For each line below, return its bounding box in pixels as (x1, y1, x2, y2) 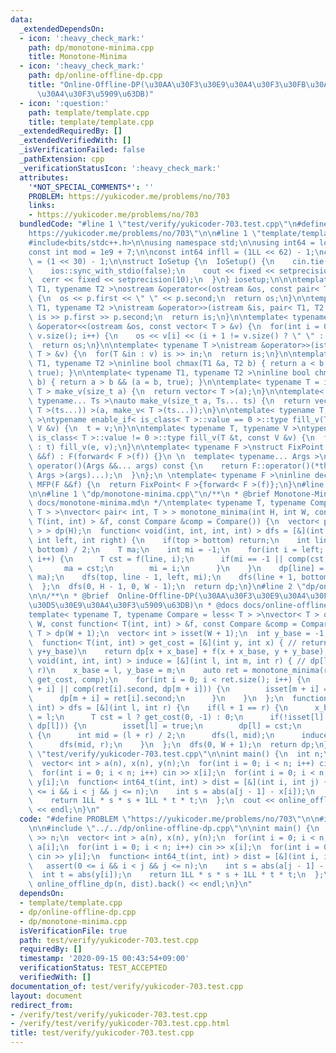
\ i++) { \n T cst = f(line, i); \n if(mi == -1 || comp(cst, (28, 554, 329, 564)
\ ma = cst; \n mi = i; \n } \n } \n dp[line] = (28, 563, 325, 573)
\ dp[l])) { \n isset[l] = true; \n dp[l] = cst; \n (28, 721, 302, 731)
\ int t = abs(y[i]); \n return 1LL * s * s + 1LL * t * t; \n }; (28, 870, 325, 880)
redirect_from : (10, 1000, 74, 1010)
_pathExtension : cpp (19, 154, 105, 164)
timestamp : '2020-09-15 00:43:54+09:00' (19, 954, 190, 964)
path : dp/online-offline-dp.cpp (28, 71, 163, 81)
